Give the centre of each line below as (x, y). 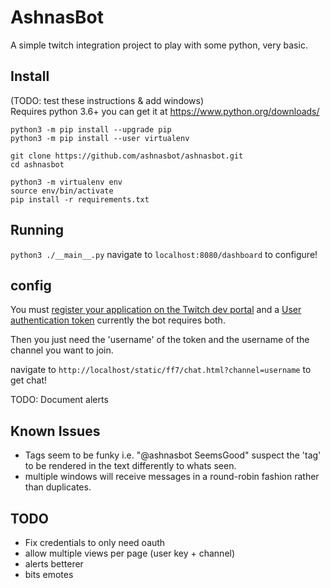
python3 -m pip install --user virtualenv (100, 138)
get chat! (29, 380)
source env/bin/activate (62, 191)
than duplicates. (58, 487)
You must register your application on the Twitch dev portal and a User (156, 310)
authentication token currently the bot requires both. (118, 320)
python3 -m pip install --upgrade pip (91, 129)
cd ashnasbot (37, 164)
